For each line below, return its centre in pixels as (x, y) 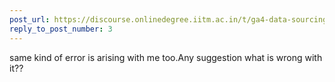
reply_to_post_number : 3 (61, 29)
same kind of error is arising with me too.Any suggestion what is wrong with (166, 57)
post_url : (30, 19)
